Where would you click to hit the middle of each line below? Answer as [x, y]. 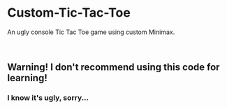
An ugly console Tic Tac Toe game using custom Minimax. [91, 32]
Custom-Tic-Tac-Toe [69, 13]
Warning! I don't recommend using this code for [113, 67]
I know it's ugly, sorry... [48, 98]
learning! [27, 78]
